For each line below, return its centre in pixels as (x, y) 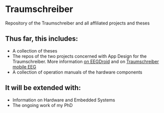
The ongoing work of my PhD (43, 105)
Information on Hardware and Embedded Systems (64, 100)
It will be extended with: (43, 88)
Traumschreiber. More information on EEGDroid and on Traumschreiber (86, 61)
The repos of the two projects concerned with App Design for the (80, 56)
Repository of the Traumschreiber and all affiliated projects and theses (78, 23)
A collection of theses (35, 50)
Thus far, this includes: (42, 39)
